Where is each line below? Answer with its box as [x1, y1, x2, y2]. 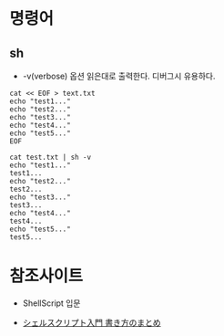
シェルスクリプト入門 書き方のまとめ [22, 317, 161, 328]
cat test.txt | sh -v [9, 152, 92, 162]
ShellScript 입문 [22, 298, 81, 309]
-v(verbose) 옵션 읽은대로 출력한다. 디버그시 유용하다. [22, 70, 216, 81]
